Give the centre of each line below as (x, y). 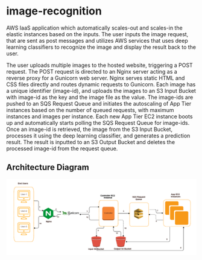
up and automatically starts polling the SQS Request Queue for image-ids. (98, 122)
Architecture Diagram (48, 167)
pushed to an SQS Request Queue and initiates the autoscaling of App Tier (99, 103)
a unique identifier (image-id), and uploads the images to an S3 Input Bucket (101, 90)
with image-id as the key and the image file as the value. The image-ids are (100, 97)
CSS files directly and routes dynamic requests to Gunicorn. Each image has (101, 84)
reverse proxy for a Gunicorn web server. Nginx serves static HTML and (96, 78)
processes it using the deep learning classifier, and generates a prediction (98, 135)
